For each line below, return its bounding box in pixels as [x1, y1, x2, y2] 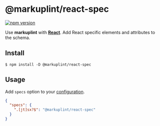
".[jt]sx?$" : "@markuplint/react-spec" [14, 107, 96, 112]
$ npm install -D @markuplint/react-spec [5, 62, 92, 67]
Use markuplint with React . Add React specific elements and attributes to [5, 29, 155, 35]
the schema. [5, 35, 31, 41]
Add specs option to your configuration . [5, 88, 85, 94]
